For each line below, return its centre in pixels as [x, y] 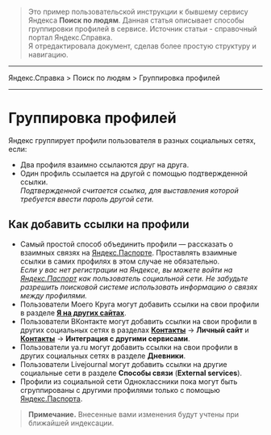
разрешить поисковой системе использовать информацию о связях [139, 287]
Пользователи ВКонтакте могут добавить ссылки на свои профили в [138, 321]
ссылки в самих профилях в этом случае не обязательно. [120, 261]
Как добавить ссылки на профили [99, 224]
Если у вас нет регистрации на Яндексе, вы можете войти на [126, 269]
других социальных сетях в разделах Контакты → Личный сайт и [135, 330]
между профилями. [53, 295]
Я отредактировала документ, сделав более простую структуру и [142, 46]
